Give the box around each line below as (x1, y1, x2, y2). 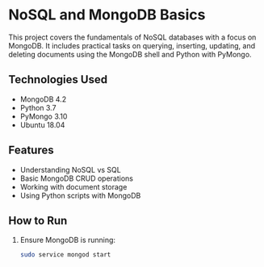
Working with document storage (19, 181, 128, 191)
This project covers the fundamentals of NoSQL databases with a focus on (8, 32, 257, 42)
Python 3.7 (19, 102, 57, 112)
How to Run (8, 214, 68, 227)
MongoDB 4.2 (19, 94, 67, 104)
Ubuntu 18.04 (19, 119, 65, 130)
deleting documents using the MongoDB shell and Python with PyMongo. (8, 49, 252, 59)
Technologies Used (8, 73, 107, 86)
